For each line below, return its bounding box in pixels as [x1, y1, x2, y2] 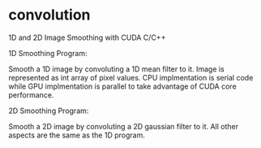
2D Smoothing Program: [8, 106, 89, 115]
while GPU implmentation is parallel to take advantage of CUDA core [8, 81, 237, 91]
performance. [8, 89, 54, 99]
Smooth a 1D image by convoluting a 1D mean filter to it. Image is [8, 63, 225, 74]
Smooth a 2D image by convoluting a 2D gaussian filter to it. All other [8, 121, 239, 131]
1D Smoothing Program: [8, 48, 88, 58]
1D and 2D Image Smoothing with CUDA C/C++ [8, 33, 166, 42]
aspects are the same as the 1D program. [8, 130, 146, 140]
